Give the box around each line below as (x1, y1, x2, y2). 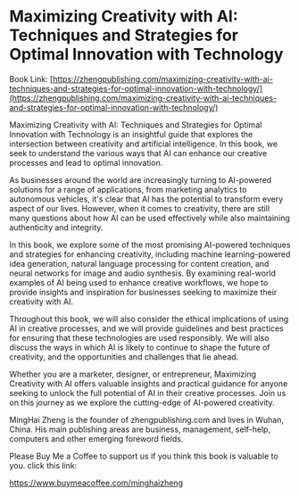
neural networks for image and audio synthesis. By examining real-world (9, 268, 277, 278)
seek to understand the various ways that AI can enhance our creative (9, 147, 268, 158)
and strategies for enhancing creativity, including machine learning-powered (9, 248, 291, 260)
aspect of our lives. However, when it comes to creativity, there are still (9, 203, 270, 213)
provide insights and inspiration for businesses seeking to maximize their (9, 286, 278, 297)
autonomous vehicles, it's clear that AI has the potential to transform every (9, 194, 284, 204)
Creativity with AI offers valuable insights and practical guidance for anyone (9, 377, 288, 389)
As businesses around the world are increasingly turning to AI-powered (9, 174, 272, 185)
